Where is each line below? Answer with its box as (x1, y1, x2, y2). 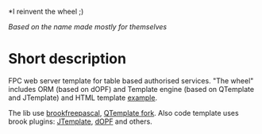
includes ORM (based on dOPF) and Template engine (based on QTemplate (8, 84, 255, 94)
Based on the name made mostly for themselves (8, 22, 168, 31)
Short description (8, 50, 127, 68)
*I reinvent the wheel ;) (8, 7, 84, 16)
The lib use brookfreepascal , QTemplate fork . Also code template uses (8, 108, 240, 117)
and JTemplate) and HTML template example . (8, 93, 157, 102)
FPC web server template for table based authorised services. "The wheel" (8, 75, 254, 86)
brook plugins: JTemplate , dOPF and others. (8, 117, 152, 126)
